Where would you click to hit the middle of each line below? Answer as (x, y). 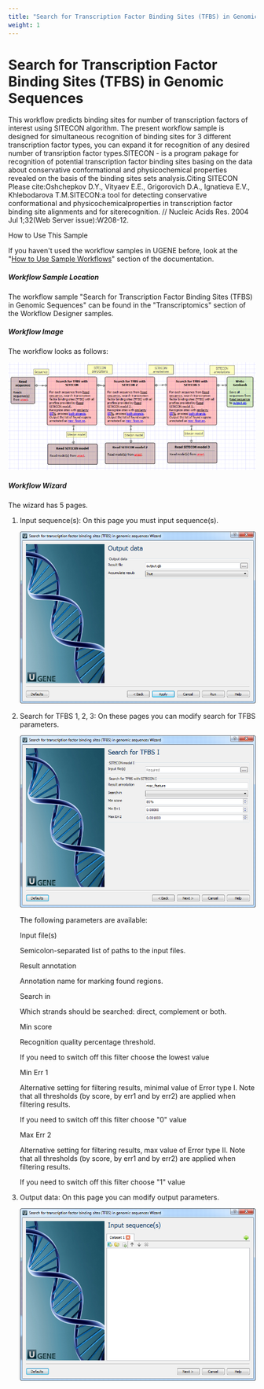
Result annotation (48, 966)
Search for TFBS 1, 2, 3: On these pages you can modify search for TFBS (137, 717)
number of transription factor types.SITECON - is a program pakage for (123, 153)
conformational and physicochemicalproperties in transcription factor (121, 204)
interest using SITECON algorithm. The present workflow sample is (116, 128)
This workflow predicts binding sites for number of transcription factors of (128, 120)
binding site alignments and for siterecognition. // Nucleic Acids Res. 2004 (128, 212)
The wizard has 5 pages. (48, 505)
